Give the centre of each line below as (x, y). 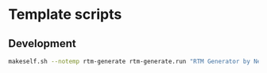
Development (43, 44)
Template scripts (65, 15)
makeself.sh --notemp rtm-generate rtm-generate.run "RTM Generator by (129, 61)
